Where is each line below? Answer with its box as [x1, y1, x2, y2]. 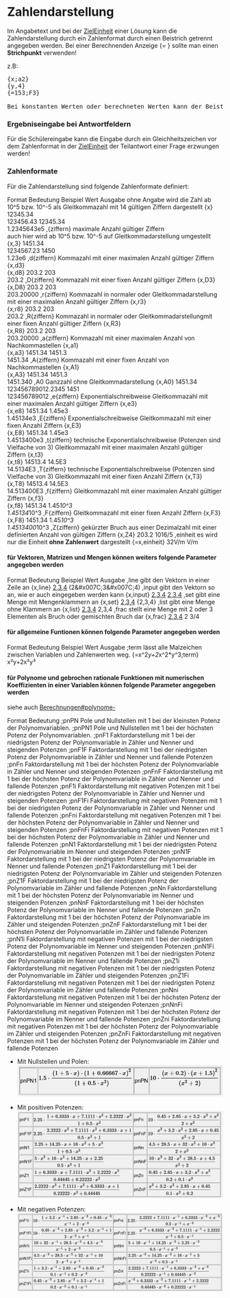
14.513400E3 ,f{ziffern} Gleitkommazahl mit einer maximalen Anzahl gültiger [7, 487, 222, 495]
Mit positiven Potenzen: [16, 1103, 84, 1112]
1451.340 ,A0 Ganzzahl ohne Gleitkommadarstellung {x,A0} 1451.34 [7, 378, 197, 386]
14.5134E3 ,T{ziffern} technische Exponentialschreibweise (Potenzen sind [7, 465, 215, 473]
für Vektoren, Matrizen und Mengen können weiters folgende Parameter [7, 553, 217, 562]
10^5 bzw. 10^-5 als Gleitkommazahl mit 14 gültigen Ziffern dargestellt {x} [7, 203, 214, 211]
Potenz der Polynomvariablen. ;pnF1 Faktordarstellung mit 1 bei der [7, 731, 196, 739]
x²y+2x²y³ [7, 657, 36, 665]
